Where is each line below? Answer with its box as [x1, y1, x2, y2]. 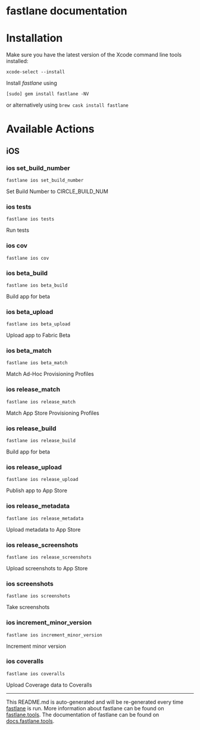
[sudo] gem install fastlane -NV [6, 91, 89, 97]
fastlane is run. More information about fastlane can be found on [6, 704, 164, 712]
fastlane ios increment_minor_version [6, 632, 102, 638]
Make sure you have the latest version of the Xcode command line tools [6, 51, 182, 58]
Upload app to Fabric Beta [6, 332, 70, 339]
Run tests [6, 226, 30, 234]
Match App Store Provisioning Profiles [6, 409, 99, 417]
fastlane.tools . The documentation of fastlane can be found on [6, 711, 160, 718]
